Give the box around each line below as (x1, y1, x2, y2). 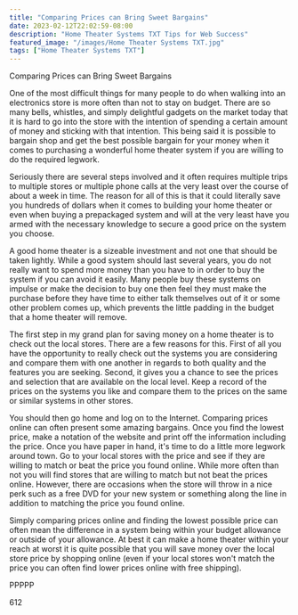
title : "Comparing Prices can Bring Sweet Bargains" (9, 12, 209, 22)
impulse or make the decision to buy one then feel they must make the (9, 283, 267, 294)
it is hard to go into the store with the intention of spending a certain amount (9, 117, 288, 127)
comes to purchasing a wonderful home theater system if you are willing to (9, 144, 284, 156)
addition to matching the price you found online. (9, 498, 185, 509)
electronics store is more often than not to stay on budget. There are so (9, 97, 271, 108)
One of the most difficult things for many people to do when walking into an (9, 88, 286, 99)
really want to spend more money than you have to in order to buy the (9, 265, 265, 275)
